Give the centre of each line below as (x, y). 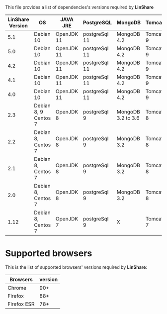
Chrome (17, 288)
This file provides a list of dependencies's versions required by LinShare (80, 7)
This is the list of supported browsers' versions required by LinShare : (76, 267)
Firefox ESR (21, 304)
